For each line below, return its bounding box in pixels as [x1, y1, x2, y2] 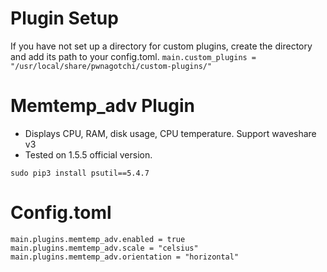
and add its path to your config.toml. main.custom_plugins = [10, 50, 257, 62]
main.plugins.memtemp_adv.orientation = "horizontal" [10, 252, 240, 262]
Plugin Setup [10, 7, 119, 30]
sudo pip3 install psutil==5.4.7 [10, 168, 150, 178]
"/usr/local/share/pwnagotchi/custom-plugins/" [10, 61, 213, 71]
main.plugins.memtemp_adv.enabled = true [10, 234, 186, 244]
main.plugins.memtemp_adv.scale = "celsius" [10, 243, 199, 253]
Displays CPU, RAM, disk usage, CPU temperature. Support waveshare [24, 127, 317, 139]
